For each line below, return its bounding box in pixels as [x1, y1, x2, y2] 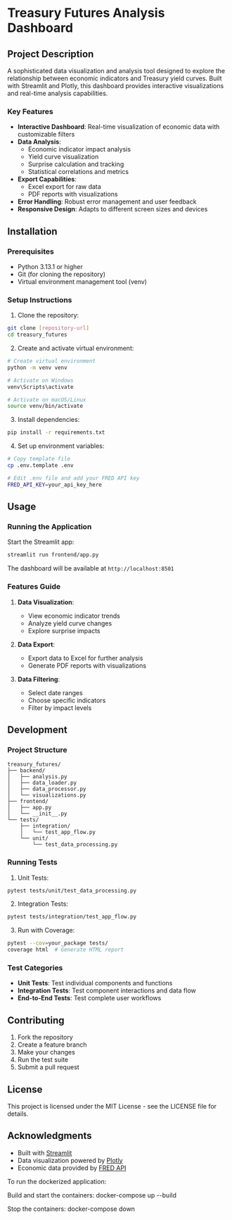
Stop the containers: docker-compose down [7, 1205, 136, 1213]
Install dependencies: [17, 416, 80, 424]
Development [7, 723, 68, 735]
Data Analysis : [17, 137, 61, 146]
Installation [7, 225, 58, 237]
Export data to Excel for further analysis [27, 654, 143, 662]
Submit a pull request [17, 1063, 79, 1071]
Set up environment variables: [17, 442, 105, 450]
